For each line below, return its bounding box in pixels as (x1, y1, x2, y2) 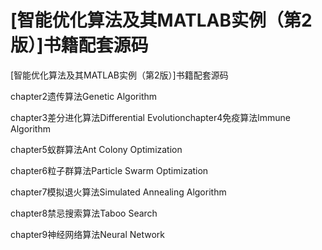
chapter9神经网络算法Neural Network (10, 228, 165, 240)
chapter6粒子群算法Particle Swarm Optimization (10, 164, 209, 176)
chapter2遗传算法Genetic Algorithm (10, 90, 158, 102)
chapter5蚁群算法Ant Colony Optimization (10, 143, 183, 155)
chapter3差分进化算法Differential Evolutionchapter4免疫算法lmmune (10, 111, 291, 123)
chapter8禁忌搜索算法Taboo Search (10, 207, 158, 219)
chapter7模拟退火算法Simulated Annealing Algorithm (10, 186, 227, 198)
